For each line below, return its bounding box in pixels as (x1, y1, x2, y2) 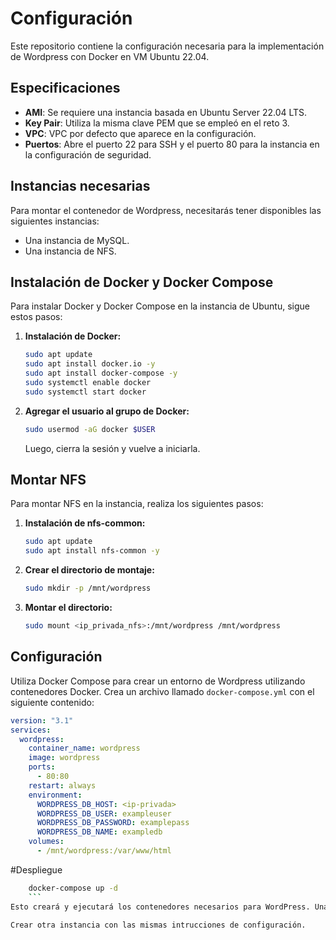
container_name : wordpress (28, 743, 141, 754)
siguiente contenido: (10, 696, 95, 708)
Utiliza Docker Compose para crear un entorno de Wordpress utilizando (10, 675, 306, 687)
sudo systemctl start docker (24, 387, 147, 397)
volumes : (28, 837, 65, 847)
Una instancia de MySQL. (24, 234, 130, 246)
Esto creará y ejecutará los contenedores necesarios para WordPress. (10, 902, 311, 912)
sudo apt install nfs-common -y (24, 546, 160, 556)
